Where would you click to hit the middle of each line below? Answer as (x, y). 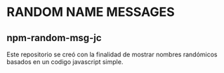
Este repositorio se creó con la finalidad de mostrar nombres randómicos (112, 54)
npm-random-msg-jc (54, 38)
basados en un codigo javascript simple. (65, 62)
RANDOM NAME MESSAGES (91, 12)
